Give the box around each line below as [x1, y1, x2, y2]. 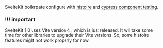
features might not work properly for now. [5, 37, 90, 43]
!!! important [5, 16, 36, 23]
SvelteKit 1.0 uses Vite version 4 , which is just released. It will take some [5, 27, 153, 33]
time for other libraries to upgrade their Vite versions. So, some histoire [5, 32, 149, 38]
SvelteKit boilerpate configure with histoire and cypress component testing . [5, 4, 159, 10]
